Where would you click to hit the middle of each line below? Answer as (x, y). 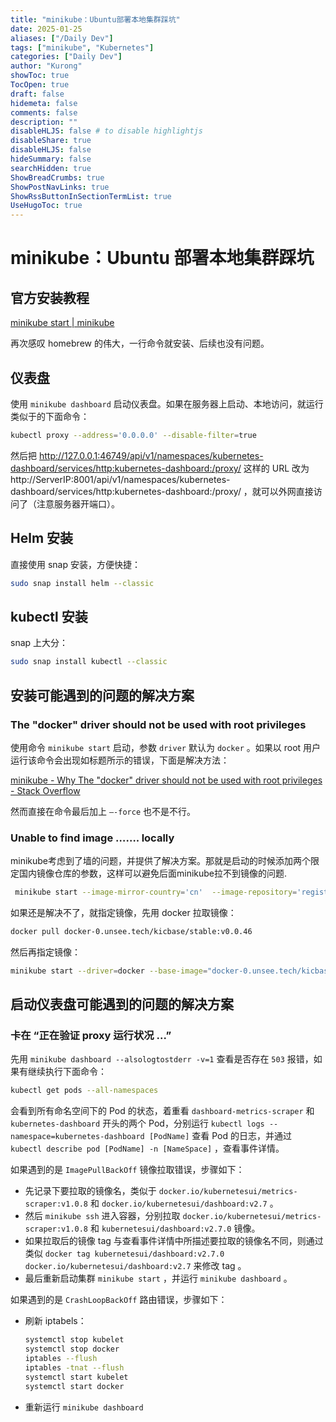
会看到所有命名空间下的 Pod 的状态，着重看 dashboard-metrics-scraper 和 (162, 1111)
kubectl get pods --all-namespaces (84, 1091)
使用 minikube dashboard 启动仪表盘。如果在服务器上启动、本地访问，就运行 (167, 403)
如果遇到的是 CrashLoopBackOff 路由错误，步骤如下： (119, 1300)
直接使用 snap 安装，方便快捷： (75, 564)
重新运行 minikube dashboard (84, 1407)
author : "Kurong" (46, 66)
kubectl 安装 (49, 616)
